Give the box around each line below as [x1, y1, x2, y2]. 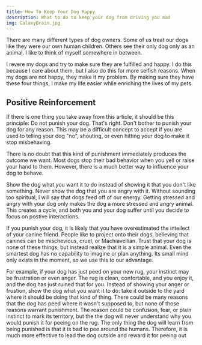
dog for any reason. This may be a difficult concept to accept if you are [6, 126, 183, 133]
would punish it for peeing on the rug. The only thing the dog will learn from [6, 319, 194, 326]
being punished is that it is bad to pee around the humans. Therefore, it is [6, 325, 188, 333]
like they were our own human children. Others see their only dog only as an [6, 43, 195, 50]
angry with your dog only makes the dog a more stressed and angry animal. [6, 200, 194, 208]
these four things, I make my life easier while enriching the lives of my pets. [6, 80, 193, 87]
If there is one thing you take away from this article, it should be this [6, 113, 174, 121]
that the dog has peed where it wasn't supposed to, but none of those [6, 300, 179, 307]
